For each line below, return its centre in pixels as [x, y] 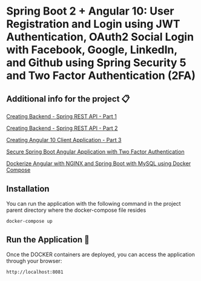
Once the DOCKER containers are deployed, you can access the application [101, 254]
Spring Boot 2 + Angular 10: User [90, 11]
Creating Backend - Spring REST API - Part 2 [62, 128]
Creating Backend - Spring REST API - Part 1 [61, 116]
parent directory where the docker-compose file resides [76, 210]
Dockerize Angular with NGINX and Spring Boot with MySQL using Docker [99, 163]
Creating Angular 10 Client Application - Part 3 [64, 140]
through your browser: [34, 261]
